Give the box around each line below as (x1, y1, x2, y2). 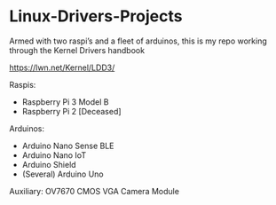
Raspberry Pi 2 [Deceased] (21, 106, 122, 116)
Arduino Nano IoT (21, 149, 87, 161)
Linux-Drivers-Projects (9, 6, 183, 27)
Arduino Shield (21, 159, 77, 170)
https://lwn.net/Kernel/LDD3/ (9, 62, 115, 73)
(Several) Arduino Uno (21, 169, 104, 179)
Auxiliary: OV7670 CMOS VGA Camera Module (9, 185, 180, 196)
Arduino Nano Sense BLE (21, 140, 114, 151)
